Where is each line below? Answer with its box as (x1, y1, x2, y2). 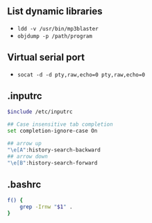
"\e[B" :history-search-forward (7, 159, 98, 166)
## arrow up (7, 140, 42, 147)
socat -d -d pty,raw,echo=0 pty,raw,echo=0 (17, 71, 146, 79)
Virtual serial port (7, 51, 85, 63)
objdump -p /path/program (17, 33, 92, 40)
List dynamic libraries (7, 6, 103, 17)
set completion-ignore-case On (7, 128, 98, 135)
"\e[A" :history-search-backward (7, 146, 101, 154)
